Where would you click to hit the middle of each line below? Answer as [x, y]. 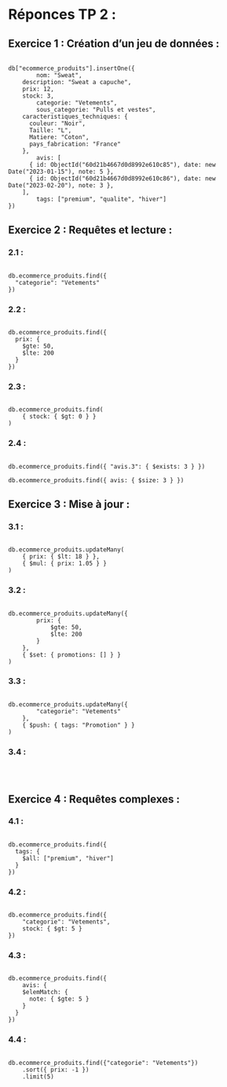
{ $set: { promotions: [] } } [72, 654]
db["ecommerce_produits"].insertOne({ [71, 68]
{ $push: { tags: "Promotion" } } [79, 725]
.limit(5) [38, 1076]
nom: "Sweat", [59, 76]
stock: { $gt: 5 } [52, 929]
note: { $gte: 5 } [59, 999]
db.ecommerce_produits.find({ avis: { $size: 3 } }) [96, 480]
